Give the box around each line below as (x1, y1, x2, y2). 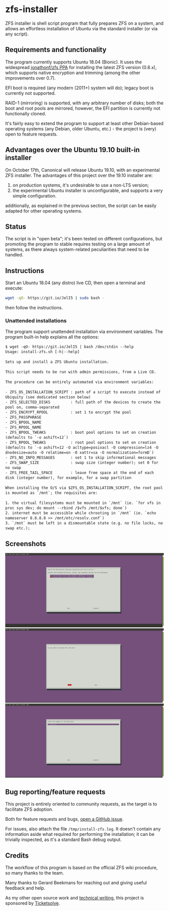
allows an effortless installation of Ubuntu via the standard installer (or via (5, 25, 158, 31)
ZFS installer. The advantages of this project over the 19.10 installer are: (5, 172, 153, 178)
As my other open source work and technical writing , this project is (5, 895, 144, 901)
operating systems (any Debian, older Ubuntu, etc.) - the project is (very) (5, 125, 157, 132)
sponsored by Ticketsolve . (5, 900, 60, 906)
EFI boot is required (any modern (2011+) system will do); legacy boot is (5, 85, 154, 91)
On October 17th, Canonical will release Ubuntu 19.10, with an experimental (5, 167, 160, 173)
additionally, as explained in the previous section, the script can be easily (5, 203, 157, 209)
